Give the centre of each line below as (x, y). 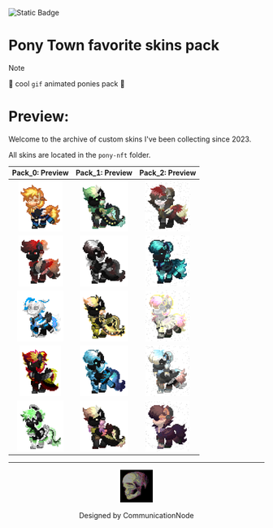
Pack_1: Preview (104, 173)
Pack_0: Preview (40, 173)
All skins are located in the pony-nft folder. (80, 155)
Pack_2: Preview (168, 173)
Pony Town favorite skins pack (114, 46)
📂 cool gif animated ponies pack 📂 (67, 83)
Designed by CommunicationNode (136, 516)
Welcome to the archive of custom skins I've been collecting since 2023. (130, 139)
